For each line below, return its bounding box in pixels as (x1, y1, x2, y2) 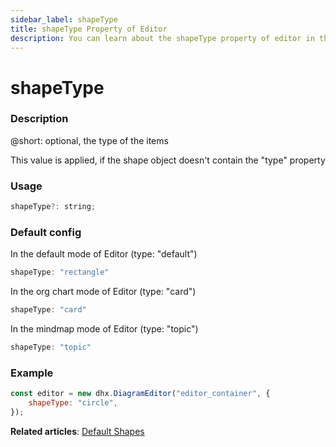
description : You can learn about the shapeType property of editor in (10, 33, 315, 43)
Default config (10, 225, 82, 239)
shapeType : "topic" (10, 342, 92, 353)
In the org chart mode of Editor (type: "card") (10, 286, 197, 298)
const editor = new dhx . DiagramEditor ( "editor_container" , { (10, 389, 271, 399)
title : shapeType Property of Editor (10, 24, 168, 34)
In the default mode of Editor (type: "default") (10, 248, 198, 260)
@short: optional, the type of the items (10, 134, 169, 146)
